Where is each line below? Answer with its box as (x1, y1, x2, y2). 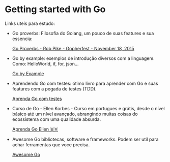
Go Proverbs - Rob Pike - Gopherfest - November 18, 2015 (12, 45, 134, 51)
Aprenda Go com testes (12, 95, 62, 102)
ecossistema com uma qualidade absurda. (12, 116, 101, 122)
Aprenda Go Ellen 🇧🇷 (12, 126, 58, 132)
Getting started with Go (5, 4, 106, 15)
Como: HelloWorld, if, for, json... (12, 60, 79, 67)
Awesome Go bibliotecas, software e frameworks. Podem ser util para (12, 136, 159, 142)
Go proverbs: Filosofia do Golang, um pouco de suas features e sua (12, 30, 154, 36)
